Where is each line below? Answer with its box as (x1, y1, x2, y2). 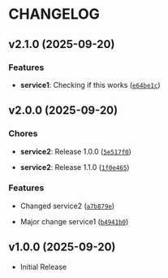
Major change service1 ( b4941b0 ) (19, 216, 129, 226)
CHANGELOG (8, 5, 100, 24)
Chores (8, 128, 38, 139)
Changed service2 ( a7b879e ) (19, 201, 115, 211)
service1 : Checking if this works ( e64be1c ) (19, 80, 161, 89)
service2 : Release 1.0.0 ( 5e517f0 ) (19, 146, 132, 156)
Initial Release (19, 262, 67, 271)
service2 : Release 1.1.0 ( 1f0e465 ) (19, 162, 130, 172)
